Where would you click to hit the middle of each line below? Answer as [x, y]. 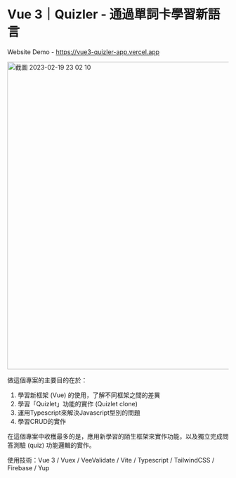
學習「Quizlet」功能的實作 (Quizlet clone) [78, 403]
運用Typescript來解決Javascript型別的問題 [79, 413]
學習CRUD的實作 [42, 421]
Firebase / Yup [28, 467]
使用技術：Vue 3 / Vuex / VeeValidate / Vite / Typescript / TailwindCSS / [111, 460]
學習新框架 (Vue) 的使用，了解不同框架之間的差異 [88, 395]
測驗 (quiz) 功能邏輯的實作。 [54, 445]
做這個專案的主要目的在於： [47, 380]
